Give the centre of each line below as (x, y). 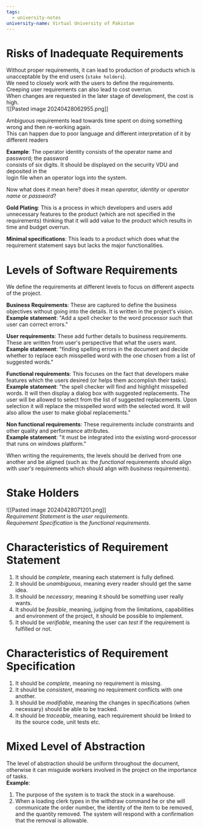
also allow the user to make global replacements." (68, 413)
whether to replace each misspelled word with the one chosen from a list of (101, 356)
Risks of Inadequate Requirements (95, 53)
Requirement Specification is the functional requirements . (78, 523)
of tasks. (17, 776)
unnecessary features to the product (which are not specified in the (91, 214)
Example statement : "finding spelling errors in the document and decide (97, 349)
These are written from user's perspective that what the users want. (91, 343)
